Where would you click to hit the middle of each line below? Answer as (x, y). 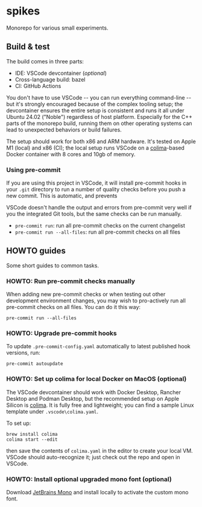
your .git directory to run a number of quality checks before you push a (96, 190)
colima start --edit (32, 439)
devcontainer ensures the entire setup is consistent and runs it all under (96, 110)
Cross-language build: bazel (50, 79)
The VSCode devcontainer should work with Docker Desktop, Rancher (93, 392)
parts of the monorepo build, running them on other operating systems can (99, 123)
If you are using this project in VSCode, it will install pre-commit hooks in (96, 183)
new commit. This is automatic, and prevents (62, 196)
